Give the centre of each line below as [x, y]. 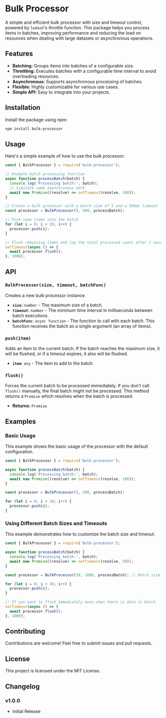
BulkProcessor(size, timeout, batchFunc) [56, 285]
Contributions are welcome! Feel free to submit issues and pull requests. [79, 643]
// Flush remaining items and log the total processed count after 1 [78, 242]
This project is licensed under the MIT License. [53, 671]
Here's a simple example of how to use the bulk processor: [65, 156]
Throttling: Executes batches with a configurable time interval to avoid [84, 71]
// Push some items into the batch [42, 220]
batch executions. [30, 315]
